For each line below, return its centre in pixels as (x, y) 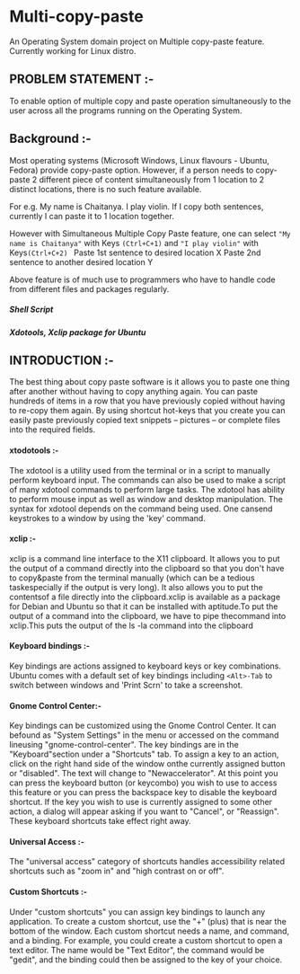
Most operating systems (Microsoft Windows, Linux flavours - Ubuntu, (139, 160)
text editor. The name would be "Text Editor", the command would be (137, 950)
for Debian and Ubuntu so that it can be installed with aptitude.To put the (144, 606)
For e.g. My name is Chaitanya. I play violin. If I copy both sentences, (137, 206)
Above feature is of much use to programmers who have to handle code (142, 279)
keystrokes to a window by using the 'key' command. (108, 518)
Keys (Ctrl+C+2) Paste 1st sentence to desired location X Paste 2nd (135, 252)
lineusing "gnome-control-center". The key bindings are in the (124, 745)
